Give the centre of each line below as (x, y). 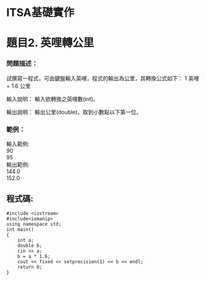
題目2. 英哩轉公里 (50, 43)
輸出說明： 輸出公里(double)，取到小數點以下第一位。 (74, 112)
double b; (30, 245)
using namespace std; (34, 224)
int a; (26, 240)
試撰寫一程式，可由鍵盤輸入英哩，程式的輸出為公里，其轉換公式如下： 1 (97, 78)
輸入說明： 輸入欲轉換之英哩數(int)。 (53, 99)
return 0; (30, 267)
